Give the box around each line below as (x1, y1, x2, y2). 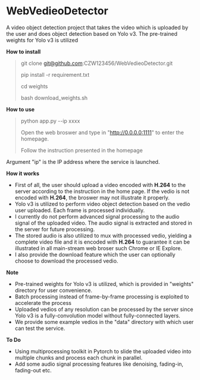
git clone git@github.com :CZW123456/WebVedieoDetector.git (20, 60, 173, 67)
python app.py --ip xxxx (20, 117, 80, 124)
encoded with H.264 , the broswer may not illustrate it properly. (14, 194, 170, 201)
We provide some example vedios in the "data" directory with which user (14, 318, 194, 325)
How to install (6, 48, 41, 55)
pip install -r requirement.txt (20, 71, 90, 78)
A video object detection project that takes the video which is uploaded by (6, 24, 189, 31)
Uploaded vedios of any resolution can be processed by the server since (14, 306, 193, 313)
